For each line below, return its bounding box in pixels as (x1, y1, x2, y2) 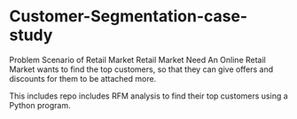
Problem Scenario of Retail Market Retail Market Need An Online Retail (9, 54, 266, 65)
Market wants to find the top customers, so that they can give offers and (9, 64, 274, 75)
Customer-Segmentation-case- (9, 6, 248, 27)
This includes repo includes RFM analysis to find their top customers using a (9, 91, 288, 101)
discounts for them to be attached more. (9, 73, 157, 83)
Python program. (9, 99, 71, 110)
